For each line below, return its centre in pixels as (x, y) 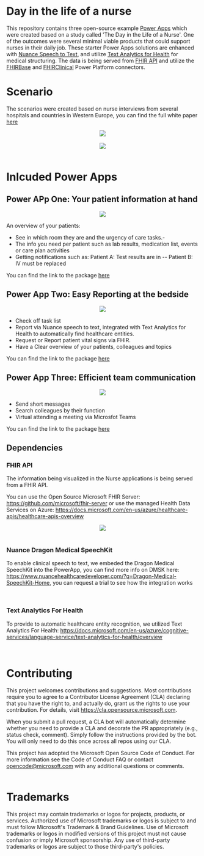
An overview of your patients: (43, 225)
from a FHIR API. (27, 485)
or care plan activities (42, 250)
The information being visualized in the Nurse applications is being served (100, 478)
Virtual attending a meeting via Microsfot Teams (75, 417)
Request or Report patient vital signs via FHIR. (73, 340)
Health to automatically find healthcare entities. (75, 334)
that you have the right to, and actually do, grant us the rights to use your (98, 703)
